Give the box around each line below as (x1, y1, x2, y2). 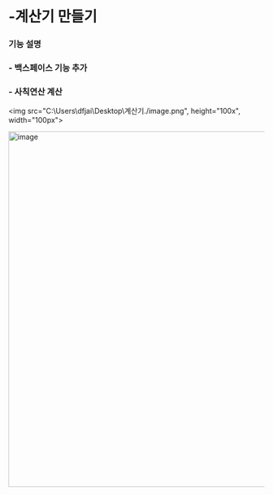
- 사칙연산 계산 (8, 86, 63, 98)
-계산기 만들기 (8, 7, 97, 26)
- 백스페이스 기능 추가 (8, 63, 88, 74)
